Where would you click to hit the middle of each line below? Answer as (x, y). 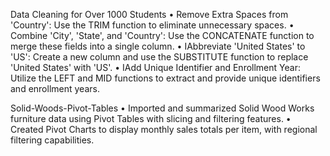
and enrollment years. (55, 88)
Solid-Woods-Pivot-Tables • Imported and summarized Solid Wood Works (162, 108)
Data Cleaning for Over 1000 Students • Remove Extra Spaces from (149, 14)
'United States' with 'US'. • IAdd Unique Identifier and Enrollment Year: (155, 67)
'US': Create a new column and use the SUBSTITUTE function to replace (159, 57)
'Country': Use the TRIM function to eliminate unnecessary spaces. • (152, 25)
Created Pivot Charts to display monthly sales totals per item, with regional (164, 129)
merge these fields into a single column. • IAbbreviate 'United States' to (158, 46)
